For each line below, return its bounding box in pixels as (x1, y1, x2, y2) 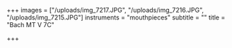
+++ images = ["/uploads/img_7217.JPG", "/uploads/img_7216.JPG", (6, 6, 204, 14)
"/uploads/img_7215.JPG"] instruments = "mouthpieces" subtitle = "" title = (6, 13, 226, 22)
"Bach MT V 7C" (6, 21, 54, 29)
